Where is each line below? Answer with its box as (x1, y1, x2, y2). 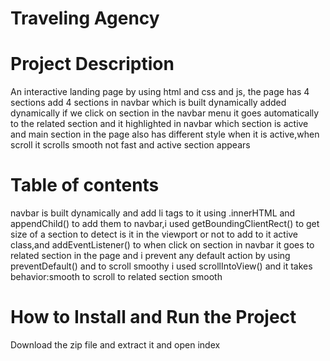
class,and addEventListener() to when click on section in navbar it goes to (10, 239, 315, 251)
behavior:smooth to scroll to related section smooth (10, 271, 223, 283)
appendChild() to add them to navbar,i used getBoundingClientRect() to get (10, 218, 320, 230)
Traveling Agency (10, 7, 160, 30)
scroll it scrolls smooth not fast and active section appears (10, 139, 251, 151)
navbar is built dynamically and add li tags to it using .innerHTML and (10, 207, 296, 219)
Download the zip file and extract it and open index (10, 339, 221, 351)
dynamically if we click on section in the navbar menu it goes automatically (10, 107, 320, 119)
